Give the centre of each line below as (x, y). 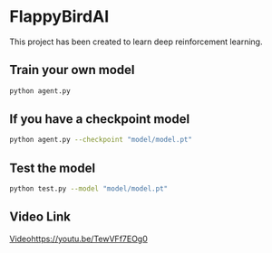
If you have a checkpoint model (100, 119)
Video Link (40, 217)
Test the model (53, 168)
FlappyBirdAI (59, 17)
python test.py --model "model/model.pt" (89, 189)
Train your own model (72, 70)
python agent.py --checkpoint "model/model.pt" (101, 140)
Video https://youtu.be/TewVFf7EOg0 (78, 239)
